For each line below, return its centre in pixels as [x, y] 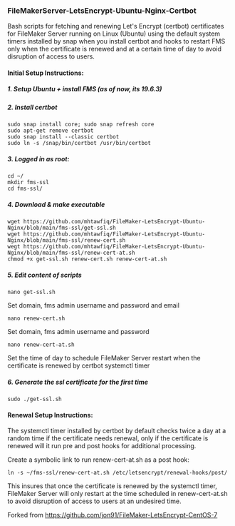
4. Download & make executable [56, 204]
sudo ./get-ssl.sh [35, 399]
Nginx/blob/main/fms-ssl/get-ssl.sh [62, 228]
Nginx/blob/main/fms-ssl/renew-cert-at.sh [71, 253]
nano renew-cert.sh [36, 319]
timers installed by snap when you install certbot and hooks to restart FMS [116, 41]
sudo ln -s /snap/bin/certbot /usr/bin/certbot [79, 143]
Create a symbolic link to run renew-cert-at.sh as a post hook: [99, 460]
